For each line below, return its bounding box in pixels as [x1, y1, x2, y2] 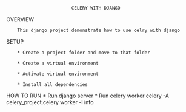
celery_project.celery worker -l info [6, 99, 94, 105]
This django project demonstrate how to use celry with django [17, 27, 181, 33]
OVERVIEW [6, 16, 35, 23]
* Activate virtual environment [17, 71, 99, 77]
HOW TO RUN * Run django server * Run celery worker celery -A [6, 92, 170, 99]
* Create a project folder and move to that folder [17, 50, 150, 56]
